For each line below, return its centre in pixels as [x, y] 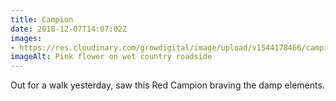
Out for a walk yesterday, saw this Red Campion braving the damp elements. [167, 85]
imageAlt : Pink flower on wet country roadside [111, 57]
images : [26, 38]
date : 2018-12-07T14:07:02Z [69, 29]
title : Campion [42, 19]
